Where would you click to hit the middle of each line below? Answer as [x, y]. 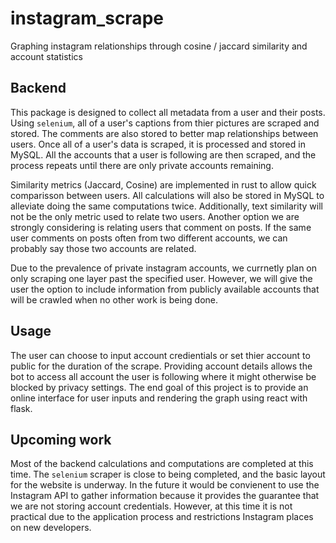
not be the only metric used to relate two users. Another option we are [155, 216]
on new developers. [51, 528]
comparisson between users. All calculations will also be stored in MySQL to [167, 195]
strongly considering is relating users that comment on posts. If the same [161, 227]
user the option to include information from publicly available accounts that [165, 289]
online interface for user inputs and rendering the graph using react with [159, 398]
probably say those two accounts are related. [103, 248]
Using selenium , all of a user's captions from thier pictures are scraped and [165, 123]
